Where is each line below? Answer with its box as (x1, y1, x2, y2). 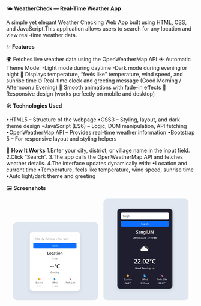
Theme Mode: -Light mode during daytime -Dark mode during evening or (6, 64, 188, 71)
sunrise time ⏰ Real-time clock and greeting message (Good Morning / (6, 77, 181, 84)
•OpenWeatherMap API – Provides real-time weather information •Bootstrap (6, 129, 195, 136)
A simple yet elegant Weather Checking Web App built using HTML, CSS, (6, 19, 187, 26)
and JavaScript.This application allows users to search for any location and (6, 25, 192, 32)
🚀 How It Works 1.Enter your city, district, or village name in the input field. (6, 147, 190, 154)
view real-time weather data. (6, 32, 77, 38)
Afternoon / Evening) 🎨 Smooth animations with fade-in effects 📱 (6, 84, 166, 91)
